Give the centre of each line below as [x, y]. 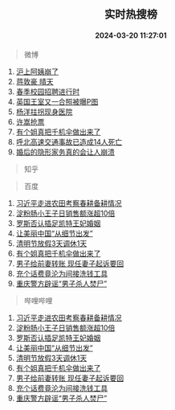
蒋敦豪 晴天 [35, 81]
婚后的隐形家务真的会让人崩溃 [65, 152]
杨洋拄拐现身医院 [44, 112]
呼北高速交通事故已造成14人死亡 [69, 141]
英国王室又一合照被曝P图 [57, 101]
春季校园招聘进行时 [48, 92]
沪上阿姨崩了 [37, 72]
